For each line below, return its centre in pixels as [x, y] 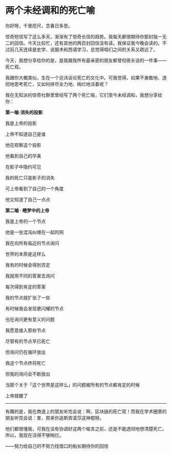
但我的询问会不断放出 [28, 374]
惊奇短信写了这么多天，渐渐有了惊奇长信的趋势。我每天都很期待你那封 [79, 36]
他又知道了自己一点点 [28, 199]
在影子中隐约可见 [23, 167]
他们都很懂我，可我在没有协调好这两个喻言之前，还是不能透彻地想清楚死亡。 [86, 428]
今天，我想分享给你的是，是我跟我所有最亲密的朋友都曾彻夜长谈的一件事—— [86, 60]
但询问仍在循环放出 [26, 352]
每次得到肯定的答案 [26, 287]
